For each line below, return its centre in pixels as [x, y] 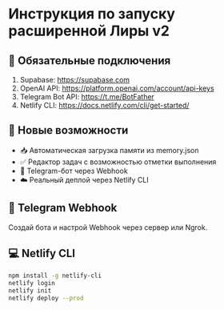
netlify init [30, 291]
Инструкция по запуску [92, 14]
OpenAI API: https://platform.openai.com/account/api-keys [117, 88]
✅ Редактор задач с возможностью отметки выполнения [118, 162]
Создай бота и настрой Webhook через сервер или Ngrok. [108, 227]
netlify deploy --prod [46, 298]
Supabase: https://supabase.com [75, 80]
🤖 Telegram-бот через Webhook [74, 171]
